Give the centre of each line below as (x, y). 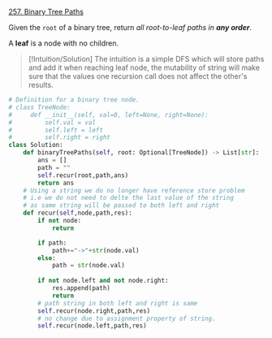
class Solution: (36, 145)
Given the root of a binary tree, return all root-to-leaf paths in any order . (130, 27)
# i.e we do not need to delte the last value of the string (128, 198)
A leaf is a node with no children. (64, 43)
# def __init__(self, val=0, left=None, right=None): (108, 115)
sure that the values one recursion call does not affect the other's (138, 76)
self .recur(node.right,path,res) (94, 311)
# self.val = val (52, 122)
